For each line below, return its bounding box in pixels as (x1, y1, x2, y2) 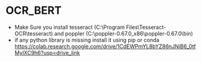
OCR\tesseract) (14, 29, 53, 37)
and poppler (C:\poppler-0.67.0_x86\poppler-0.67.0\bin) (54, 29, 194, 37)
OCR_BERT (5, 4, 62, 17)
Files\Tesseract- (126, 23, 166, 31)
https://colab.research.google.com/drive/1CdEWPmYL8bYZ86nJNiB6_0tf (14, 43, 196, 50)
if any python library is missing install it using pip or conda (14, 36, 160, 43)
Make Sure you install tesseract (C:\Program (14, 23, 125, 31)
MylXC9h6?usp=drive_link (14, 49, 80, 56)
